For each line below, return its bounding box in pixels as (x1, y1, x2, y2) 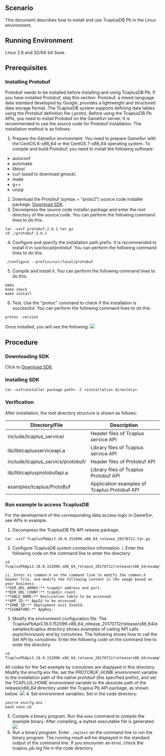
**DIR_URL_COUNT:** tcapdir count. (5, 590, 78, 594)
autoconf (12, 156, 31, 162)
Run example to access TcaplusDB (5, 501, 89, 508)
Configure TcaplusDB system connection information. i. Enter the (12, 545, 144, 551)
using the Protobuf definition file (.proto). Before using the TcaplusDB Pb (5, 110, 152, 116)
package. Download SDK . (12, 201, 64, 208)
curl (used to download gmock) (12, 171, 76, 177)
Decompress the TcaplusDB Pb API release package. (12, 527, 119, 533)
